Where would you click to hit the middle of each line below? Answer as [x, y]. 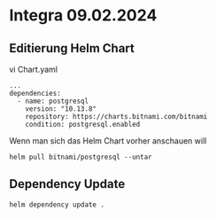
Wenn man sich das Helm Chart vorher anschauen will [108, 141]
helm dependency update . [57, 205]
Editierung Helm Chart [72, 48]
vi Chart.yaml [33, 69]
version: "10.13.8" [61, 109]
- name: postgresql [53, 101]
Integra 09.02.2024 [83, 16]
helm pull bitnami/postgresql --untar [81, 157]
